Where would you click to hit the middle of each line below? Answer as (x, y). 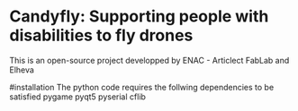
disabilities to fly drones (101, 35)
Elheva (22, 70)
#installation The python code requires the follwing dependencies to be (142, 87)
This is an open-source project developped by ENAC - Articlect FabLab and (149, 60)
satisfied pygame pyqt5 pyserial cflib (78, 97)
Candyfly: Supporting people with (139, 17)
